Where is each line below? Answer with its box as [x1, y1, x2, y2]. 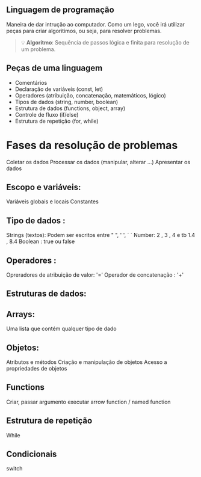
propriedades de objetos [6, 365, 67, 372]
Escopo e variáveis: [6, 182, 81, 192]
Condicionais [6, 449, 57, 460]
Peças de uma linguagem [6, 63, 103, 73]
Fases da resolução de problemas [6, 138, 178, 152]
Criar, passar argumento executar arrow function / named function [6, 398, 171, 405]
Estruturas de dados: [6, 289, 87, 299]
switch [6, 465, 23, 472]
